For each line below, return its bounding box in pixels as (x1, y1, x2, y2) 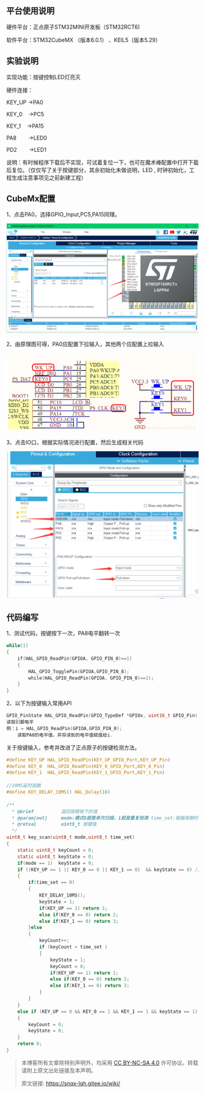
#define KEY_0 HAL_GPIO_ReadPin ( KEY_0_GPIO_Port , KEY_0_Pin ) (6, 763, 165, 769)
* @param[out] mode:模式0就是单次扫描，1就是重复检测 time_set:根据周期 (12, 815, 194, 821)
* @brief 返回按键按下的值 (12, 808, 98, 815)
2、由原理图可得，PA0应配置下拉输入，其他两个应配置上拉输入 (6, 340, 164, 348)
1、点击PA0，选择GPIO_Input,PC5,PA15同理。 (6, 211, 120, 218)
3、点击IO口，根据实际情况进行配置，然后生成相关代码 (6, 439, 144, 446)
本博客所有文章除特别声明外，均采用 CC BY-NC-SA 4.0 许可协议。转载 (21, 1059, 198, 1066)
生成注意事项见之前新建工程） (11, 174, 87, 181)
